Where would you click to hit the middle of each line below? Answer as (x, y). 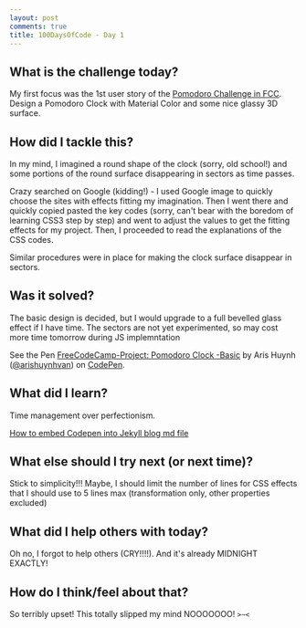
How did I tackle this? (72, 142)
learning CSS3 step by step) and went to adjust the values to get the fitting (150, 220)
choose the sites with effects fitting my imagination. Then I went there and (149, 201)
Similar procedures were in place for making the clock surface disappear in (151, 257)
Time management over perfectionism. (82, 415)
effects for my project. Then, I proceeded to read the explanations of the (146, 230)
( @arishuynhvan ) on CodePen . (67, 364)
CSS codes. (32, 240)
